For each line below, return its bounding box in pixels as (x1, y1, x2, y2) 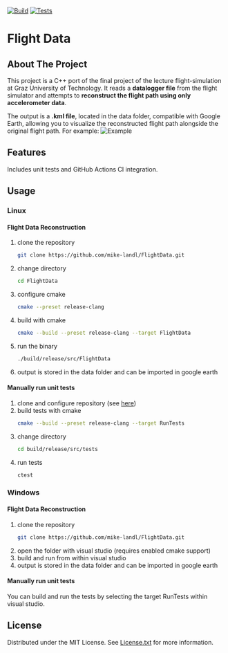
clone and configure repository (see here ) (17, 398, 137, 407)
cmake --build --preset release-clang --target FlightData (17, 329, 191, 336)
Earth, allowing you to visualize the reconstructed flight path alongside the (7, 120, 219, 127)
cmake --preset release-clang (17, 304, 105, 311)
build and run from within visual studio (17, 553, 126, 562)
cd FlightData (17, 277, 58, 285)
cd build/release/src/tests (17, 445, 98, 452)
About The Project (7, 58, 88, 70)
